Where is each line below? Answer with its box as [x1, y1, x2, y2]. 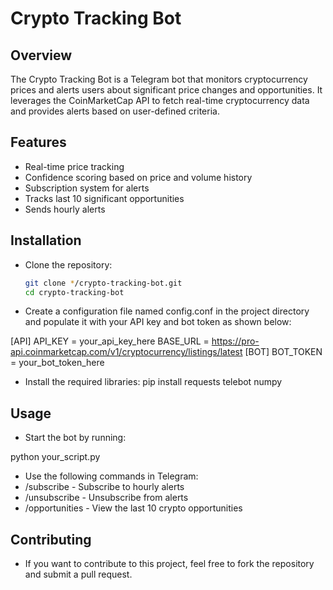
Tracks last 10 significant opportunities [24, 192, 185, 204]
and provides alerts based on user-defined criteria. [10, 105, 220, 117]
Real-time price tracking [24, 160, 125, 172]
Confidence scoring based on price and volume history [24, 171, 253, 183]
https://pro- [211, 335, 260, 347]
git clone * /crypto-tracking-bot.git [24, 278, 183, 288]
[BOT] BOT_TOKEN [244, 346, 323, 358]
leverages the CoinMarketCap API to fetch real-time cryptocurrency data [10, 95, 310, 106]
